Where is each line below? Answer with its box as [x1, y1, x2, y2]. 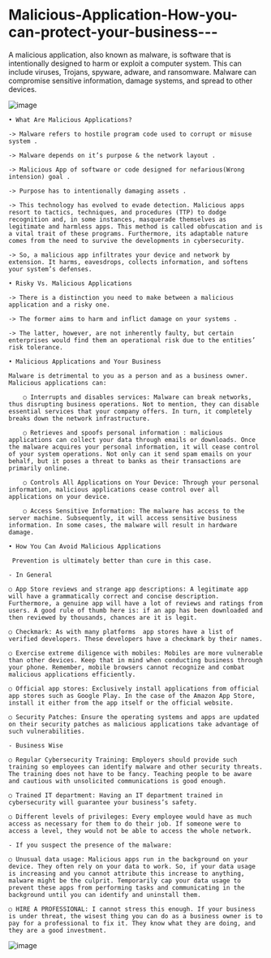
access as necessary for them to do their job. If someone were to [8, 819, 242, 828]
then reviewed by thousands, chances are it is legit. [8, 613, 198, 622]
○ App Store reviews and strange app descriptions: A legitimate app [8, 585, 249, 593]
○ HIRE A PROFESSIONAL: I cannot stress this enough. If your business [8, 904, 256, 913]
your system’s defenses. [8, 265, 92, 273]
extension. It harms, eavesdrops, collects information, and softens [8, 258, 249, 266]
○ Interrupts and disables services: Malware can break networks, [23, 392, 252, 401]
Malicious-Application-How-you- [8, 6, 238, 24]
